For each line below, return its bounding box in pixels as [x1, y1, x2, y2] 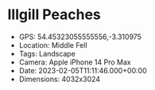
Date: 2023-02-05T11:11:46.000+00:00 [18, 65, 148, 75]
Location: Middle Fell [18, 40, 88, 49]
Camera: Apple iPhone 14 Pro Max [18, 57, 132, 67]
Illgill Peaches [7, 6, 101, 24]
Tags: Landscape [18, 49, 76, 58]
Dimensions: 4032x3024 [18, 74, 101, 84]
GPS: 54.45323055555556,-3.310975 [18, 32, 142, 41]
